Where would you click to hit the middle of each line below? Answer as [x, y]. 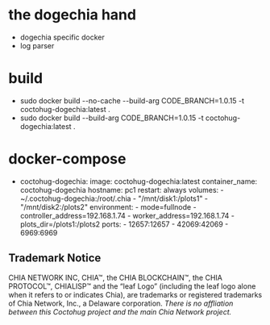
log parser [37, 45]
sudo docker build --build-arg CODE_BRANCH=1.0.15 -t [112, 118]
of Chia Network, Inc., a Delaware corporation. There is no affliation [121, 303]
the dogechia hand [73, 15]
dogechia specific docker [62, 37]
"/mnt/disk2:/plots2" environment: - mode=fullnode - [108, 206]
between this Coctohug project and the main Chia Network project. [120, 311]
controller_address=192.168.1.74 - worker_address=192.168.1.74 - [127, 215]
